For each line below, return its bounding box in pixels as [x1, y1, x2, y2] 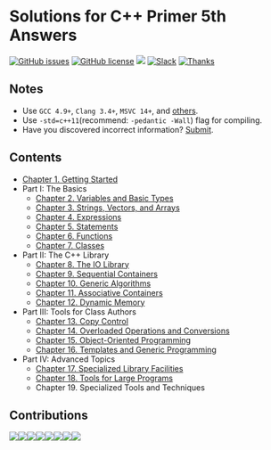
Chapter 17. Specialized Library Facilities [35, 363, 184, 373]
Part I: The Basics [21, 183, 87, 193]
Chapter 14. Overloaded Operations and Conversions [35, 325, 230, 336]
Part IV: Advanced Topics [21, 354, 116, 364]
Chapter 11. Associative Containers [35, 287, 163, 298]
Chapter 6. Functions [35, 230, 113, 241]
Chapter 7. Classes [35, 240, 105, 250]
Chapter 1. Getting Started [21, 174, 119, 184]
